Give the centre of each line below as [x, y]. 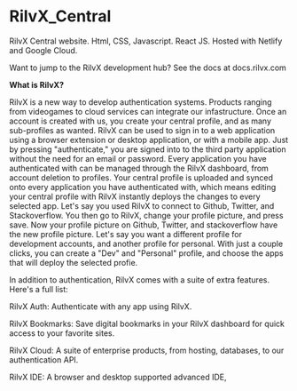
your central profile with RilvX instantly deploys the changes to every [135, 196]
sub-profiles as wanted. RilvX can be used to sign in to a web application [142, 130]
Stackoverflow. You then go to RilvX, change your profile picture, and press [146, 215]
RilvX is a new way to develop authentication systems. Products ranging [141, 102]
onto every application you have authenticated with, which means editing [143, 187]
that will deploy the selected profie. [74, 262]
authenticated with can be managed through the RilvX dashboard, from [139, 168]
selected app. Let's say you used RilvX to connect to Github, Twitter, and [142, 205]
